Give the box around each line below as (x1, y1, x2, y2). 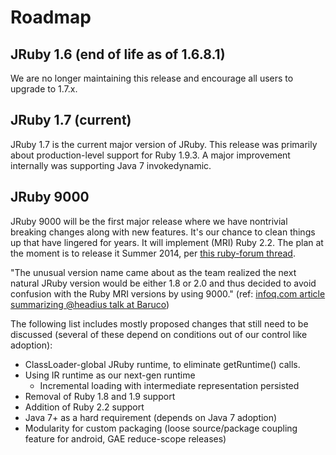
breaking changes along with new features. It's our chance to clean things (10, 226, 316, 238)
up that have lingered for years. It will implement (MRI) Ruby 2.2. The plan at (10, 236, 324, 248)
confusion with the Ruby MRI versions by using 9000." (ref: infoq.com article (10, 287, 326, 300)
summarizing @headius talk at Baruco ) (10, 298, 170, 310)
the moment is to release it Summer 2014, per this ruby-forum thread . (10, 247, 296, 259)
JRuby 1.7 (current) (10, 112, 132, 129)
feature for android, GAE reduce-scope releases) (24, 432, 227, 445)
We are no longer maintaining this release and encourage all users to (10, 72, 294, 84)
